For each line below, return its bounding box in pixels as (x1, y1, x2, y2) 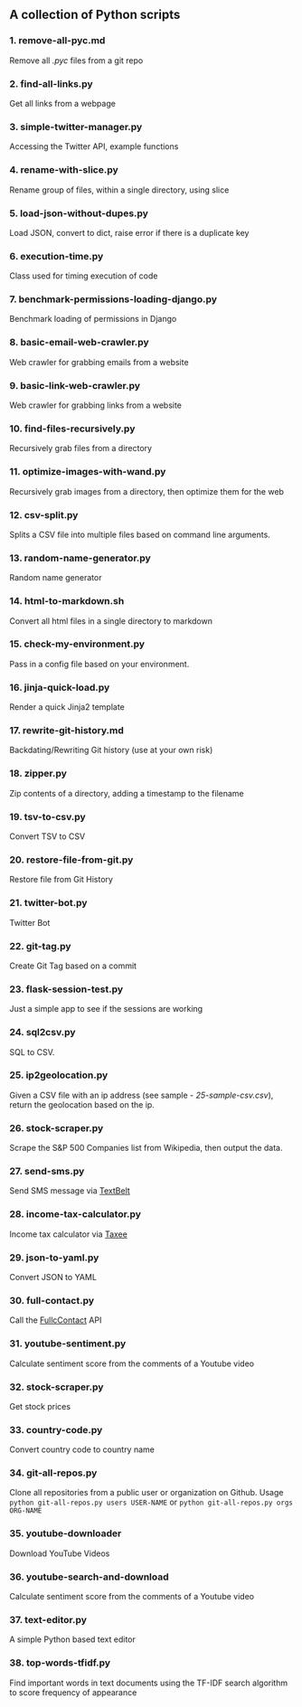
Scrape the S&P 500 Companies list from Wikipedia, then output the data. (9, 1143, 283, 1154)
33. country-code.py (9, 1423, 103, 1436)
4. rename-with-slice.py (9, 164, 119, 176)
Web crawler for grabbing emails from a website (9, 356, 189, 367)
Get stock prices (9, 1400, 71, 1411)
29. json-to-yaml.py (9, 1251, 99, 1264)
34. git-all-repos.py (9, 1467, 98, 1479)
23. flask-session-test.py (9, 983, 124, 995)
